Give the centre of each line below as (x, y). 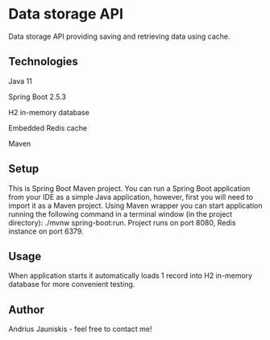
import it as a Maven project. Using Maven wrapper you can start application (135, 205)
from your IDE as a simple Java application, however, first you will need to (131, 197)
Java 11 (20, 81)
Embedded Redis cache (48, 128)
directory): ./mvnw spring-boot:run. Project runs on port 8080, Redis (122, 222)
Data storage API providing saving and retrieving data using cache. (119, 36)
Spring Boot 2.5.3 (37, 97)
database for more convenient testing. (72, 284)
